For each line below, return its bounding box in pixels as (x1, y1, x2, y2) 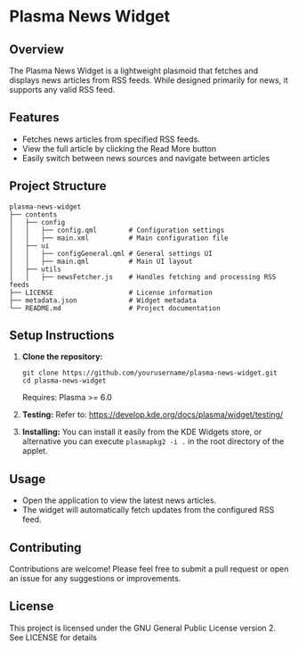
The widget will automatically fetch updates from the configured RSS (21, 505, 275, 515)
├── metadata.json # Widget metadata (9, 296, 197, 305)
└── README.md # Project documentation (9, 303, 221, 313)
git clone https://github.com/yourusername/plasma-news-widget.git (21, 368, 278, 378)
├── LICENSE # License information (9, 288, 213, 297)
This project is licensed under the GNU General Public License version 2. (9, 622, 277, 633)
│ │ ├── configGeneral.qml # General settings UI (9, 249, 213, 258)
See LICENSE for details (9, 631, 98, 643)
